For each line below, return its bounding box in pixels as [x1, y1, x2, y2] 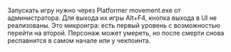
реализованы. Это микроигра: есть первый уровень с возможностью [7, 21, 221, 29]
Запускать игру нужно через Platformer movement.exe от [7, 6, 181, 14]
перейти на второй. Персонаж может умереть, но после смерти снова [7, 28, 225, 37]
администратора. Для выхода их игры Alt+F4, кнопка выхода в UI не [7, 14, 217, 22]
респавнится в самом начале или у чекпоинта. [7, 36, 151, 45]
